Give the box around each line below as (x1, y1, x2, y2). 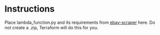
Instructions (4, 3, 55, 15)
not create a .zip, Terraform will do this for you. (4, 24, 98, 30)
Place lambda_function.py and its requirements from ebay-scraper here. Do (4, 19, 156, 25)
